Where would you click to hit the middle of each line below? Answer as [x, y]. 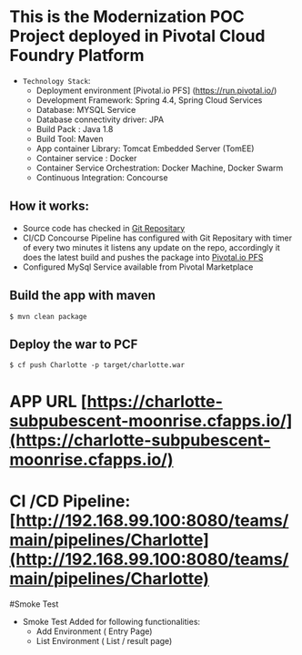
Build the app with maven [83, 296]
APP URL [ [49, 401]
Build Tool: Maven [70, 138]
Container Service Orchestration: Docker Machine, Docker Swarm [160, 168]
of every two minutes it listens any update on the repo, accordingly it [151, 247]
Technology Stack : [56, 80]
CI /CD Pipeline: [70, 501]
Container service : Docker [86, 158]
